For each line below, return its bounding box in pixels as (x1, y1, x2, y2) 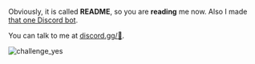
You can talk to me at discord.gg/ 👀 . (8, 31, 125, 40)
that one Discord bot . (8, 15, 79, 25)
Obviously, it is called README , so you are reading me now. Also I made (8, 7, 248, 16)
